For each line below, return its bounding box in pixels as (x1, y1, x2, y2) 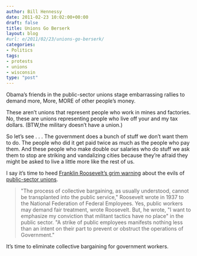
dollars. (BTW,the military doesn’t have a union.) (6, 121, 123, 129)
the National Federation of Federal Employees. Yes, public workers (20, 200, 183, 207)
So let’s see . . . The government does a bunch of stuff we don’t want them (6, 133, 188, 140)
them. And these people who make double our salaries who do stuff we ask (6, 146, 190, 153)
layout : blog (6, 31, 38, 37)
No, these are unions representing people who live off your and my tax (6, 115, 178, 122)
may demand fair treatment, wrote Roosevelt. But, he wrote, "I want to (20, 206, 191, 213)
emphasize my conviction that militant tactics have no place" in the (20, 213, 184, 220)
